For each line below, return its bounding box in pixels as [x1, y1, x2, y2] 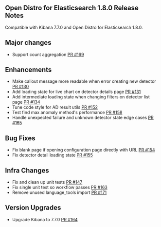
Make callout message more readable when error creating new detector [12, 78, 157, 84]
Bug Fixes [5, 134, 36, 142]
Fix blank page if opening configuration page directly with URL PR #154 [12, 147, 155, 153]
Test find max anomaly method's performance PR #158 [12, 110, 123, 115]
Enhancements [5, 66, 52, 74]
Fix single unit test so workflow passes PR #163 [12, 185, 108, 190]
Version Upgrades [5, 204, 61, 212]
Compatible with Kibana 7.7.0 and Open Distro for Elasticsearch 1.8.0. [5, 24, 143, 30]
